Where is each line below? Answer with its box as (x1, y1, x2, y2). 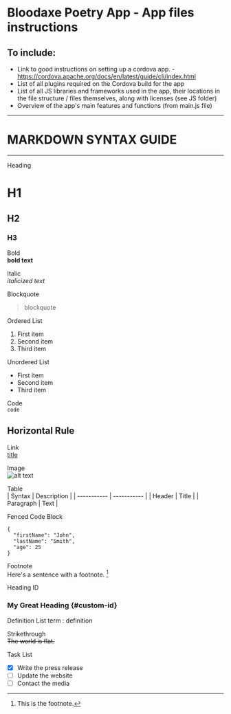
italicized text (7, 276, 45, 285)
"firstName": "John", (13, 531, 76, 539)
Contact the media (16, 679, 70, 687)
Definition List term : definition (7, 616, 93, 625)
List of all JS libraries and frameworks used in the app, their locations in (16, 87, 220, 95)
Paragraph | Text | (7, 499, 58, 507)
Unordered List (7, 357, 49, 366)
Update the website (16, 671, 74, 680)
